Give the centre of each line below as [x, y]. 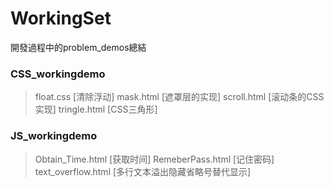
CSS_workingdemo [58, 74]
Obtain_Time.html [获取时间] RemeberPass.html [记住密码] [154, 159]
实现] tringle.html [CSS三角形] [96, 109]
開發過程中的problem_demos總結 [78, 47]
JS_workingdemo [54, 136]
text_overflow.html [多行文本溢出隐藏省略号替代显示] [143, 171]
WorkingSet [61, 18]
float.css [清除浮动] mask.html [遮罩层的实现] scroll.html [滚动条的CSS [179, 97]
